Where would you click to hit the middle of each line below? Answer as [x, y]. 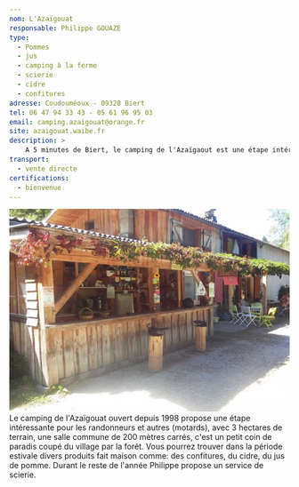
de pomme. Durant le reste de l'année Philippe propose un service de [137, 466]
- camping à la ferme [57, 66]
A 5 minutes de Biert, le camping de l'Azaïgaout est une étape [147, 150]
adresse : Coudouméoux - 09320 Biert [77, 103]
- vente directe [47, 169]
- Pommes [33, 47]
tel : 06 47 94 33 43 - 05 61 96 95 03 [81, 112]
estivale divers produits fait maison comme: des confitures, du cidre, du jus [147, 456]
